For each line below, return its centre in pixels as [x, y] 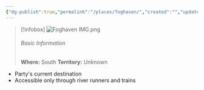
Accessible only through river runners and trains [75, 80]
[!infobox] [33, 29]
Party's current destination [48, 74]
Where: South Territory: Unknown [64, 62]
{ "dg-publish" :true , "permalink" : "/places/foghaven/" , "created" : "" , [93, 12]
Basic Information [43, 43]
